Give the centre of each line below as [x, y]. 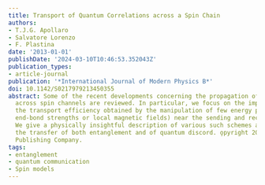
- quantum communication [49, 162]
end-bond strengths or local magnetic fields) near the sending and [130, 118]
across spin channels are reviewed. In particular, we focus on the [130, 103]
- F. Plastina [32, 45]
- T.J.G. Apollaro [38, 30]
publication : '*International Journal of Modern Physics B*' [111, 81]
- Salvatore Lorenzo [42, 37]
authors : [22, 23]
